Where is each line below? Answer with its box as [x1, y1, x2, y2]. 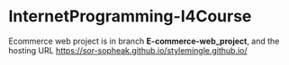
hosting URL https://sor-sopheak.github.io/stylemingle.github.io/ [8, 45, 248, 55]
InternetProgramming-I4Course [8, 6, 252, 27]
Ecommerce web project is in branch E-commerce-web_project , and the [8, 36, 280, 46]
